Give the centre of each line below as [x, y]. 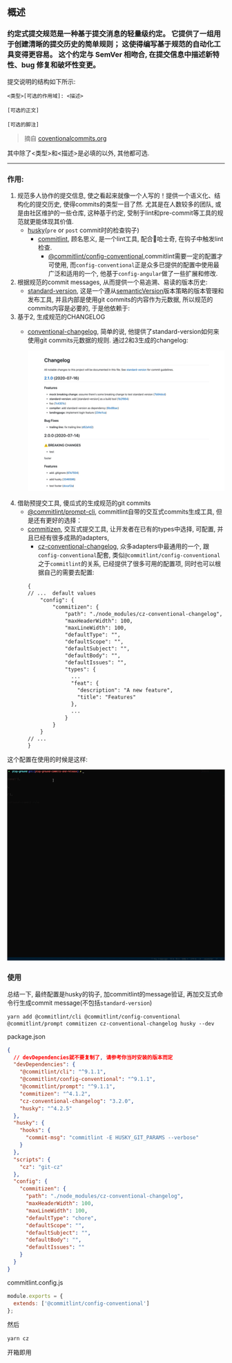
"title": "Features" [107, 697]
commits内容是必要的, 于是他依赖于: [78, 308]
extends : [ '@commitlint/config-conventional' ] [81, 1303]
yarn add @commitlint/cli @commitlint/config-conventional [94, 1017]
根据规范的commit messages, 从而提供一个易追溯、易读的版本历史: [112, 282]
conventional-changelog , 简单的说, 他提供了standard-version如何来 [123, 331]
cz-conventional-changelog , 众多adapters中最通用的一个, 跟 [123, 547]
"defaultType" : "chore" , [61, 1218]
